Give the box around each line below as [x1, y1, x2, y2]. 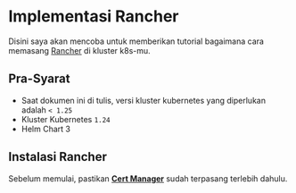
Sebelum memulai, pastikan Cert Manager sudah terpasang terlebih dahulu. [8, 172, 288, 184]
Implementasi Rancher [8, 6, 179, 27]
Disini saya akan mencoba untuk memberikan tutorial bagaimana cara [8, 36, 265, 46]
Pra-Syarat [8, 71, 70, 87]
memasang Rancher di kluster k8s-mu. [8, 45, 151, 55]
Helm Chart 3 [21, 123, 70, 134]
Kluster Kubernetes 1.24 [21, 113, 111, 124]
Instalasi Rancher [8, 149, 108, 164]
